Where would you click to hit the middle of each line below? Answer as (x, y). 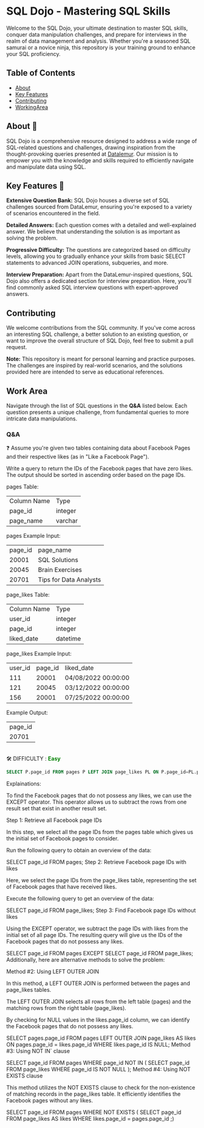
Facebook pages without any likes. (49, 1101)
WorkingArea (32, 107)
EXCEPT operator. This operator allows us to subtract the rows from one (97, 802)
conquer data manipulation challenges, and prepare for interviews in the (97, 34)
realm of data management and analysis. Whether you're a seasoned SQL (99, 41)
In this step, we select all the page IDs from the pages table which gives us (100, 832)
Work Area (27, 391)
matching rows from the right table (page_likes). (66, 1008)
